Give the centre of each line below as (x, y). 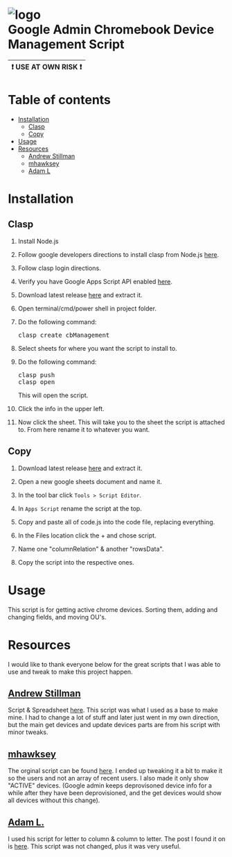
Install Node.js (38, 241)
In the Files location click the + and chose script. (87, 535)
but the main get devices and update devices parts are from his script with (114, 725)
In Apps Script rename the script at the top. (80, 508)
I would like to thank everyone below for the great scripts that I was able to (114, 664)
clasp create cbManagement (64, 335)
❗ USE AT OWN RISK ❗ (47, 67)
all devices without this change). (54, 800)
